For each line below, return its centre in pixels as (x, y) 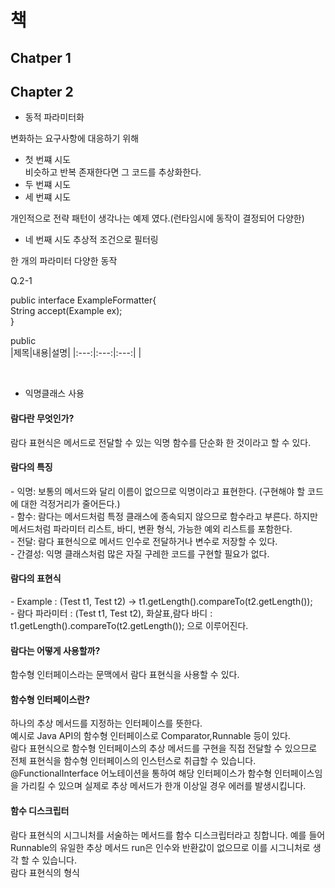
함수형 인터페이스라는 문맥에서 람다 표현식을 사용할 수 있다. (125, 675)
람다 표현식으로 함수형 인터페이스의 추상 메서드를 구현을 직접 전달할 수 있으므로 (164, 748)
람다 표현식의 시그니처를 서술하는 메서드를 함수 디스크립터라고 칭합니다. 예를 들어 (168, 835)
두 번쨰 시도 (48, 185)
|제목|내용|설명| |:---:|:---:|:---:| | (76, 353)
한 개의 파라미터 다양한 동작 (64, 261)
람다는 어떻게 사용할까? (55, 650)
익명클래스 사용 (54, 393)
